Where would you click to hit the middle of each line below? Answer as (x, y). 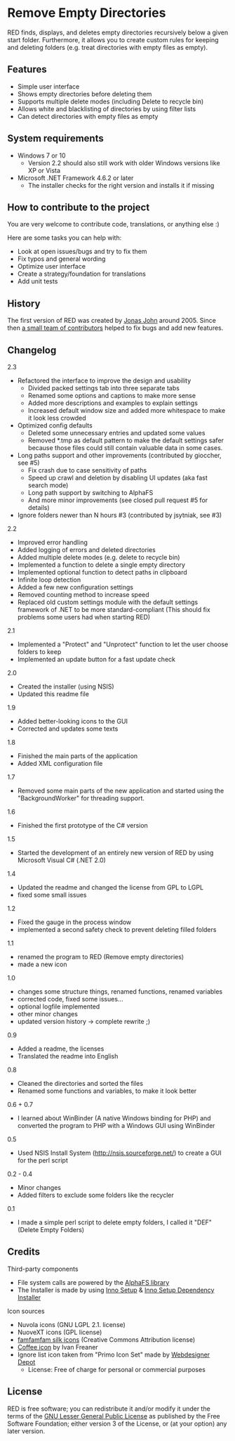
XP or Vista (44, 170)
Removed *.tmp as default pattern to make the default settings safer (126, 440)
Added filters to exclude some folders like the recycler (95, 1195)
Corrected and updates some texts (68, 729)
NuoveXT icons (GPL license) (60, 1332)
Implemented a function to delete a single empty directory (101, 565)
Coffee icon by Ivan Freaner (58, 1347)
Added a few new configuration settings (75, 587)
